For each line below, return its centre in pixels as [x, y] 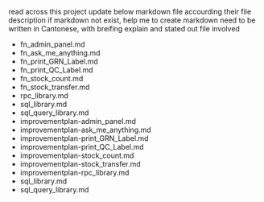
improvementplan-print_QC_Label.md [82, 147]
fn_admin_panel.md [53, 44]
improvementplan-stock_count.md [77, 155]
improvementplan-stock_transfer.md [80, 164]
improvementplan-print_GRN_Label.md [84, 138]
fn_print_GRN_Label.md [59, 61]
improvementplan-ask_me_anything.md [85, 130]
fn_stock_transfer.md [55, 87]
